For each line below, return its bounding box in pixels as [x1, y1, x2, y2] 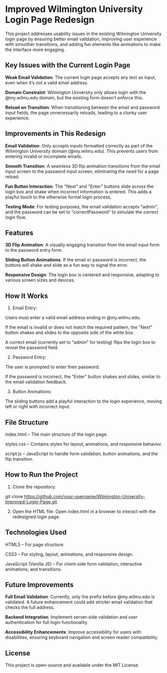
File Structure [5, 418, 48, 427]
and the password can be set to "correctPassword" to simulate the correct [5, 209, 158, 215]
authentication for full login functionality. [5, 620, 88, 626]
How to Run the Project [5, 471, 78, 479]
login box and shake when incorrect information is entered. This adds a [5, 188, 151, 194]
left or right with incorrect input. [5, 404, 71, 410]
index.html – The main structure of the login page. [5, 431, 108, 437]
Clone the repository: [12, 484, 56, 490]
